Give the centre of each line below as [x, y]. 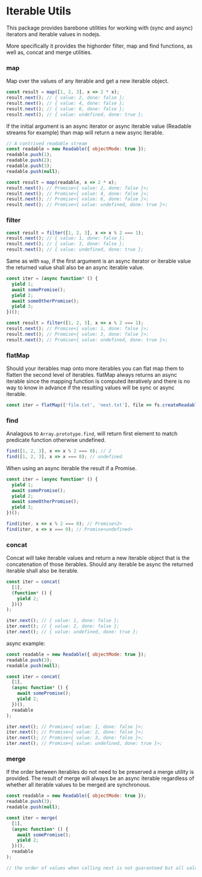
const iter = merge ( [32, 818]
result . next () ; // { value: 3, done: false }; [66, 244]
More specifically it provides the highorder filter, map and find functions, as [99, 46]
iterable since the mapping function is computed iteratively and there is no [98, 381]
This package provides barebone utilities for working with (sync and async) [100, 28]
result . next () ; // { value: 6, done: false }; [66, 109]
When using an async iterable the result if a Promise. [72, 468]
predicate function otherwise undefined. [56, 440]
